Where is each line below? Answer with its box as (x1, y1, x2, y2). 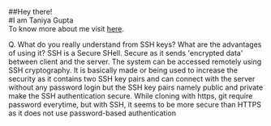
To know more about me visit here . (8, 24, 124, 33)
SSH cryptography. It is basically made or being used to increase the (8, 65, 238, 75)
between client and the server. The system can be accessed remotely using (8, 57, 262, 66)
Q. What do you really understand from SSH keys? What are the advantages (8, 40, 262, 49)
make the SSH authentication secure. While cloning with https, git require (8, 91, 253, 100)
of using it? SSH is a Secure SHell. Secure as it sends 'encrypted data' (8, 48, 243, 57)
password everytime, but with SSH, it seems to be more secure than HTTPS (8, 100, 262, 109)
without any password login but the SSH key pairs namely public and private (8, 82, 264, 92)
